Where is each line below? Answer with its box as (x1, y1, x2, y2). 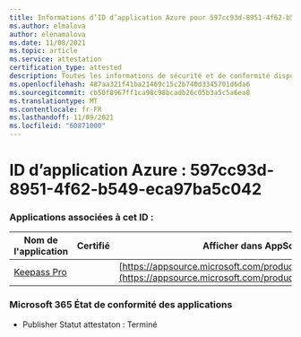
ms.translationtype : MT (9, 96, 99, 106)
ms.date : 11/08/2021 (9, 38, 87, 48)
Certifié (76, 239, 110, 252)
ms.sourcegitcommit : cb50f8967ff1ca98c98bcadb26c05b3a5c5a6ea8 (9, 88, 251, 97)
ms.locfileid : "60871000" (9, 122, 106, 131)
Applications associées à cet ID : (9, 212, 154, 224)
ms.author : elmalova (9, 22, 87, 30)
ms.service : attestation (9, 55, 102, 64)
